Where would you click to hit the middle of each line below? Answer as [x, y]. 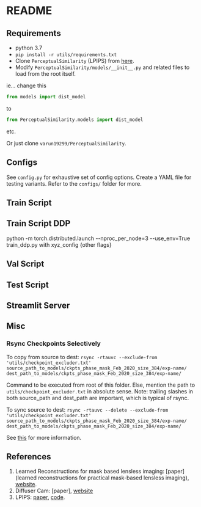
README [29, 11]
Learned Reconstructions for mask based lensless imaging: [90, 472]
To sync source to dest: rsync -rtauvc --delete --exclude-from [87, 409]
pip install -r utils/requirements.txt [66, 55]
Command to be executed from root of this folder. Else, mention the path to [101, 385]
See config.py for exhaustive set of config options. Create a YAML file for [99, 177]
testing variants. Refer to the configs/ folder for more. [74, 183]
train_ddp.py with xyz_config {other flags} [59, 244]
